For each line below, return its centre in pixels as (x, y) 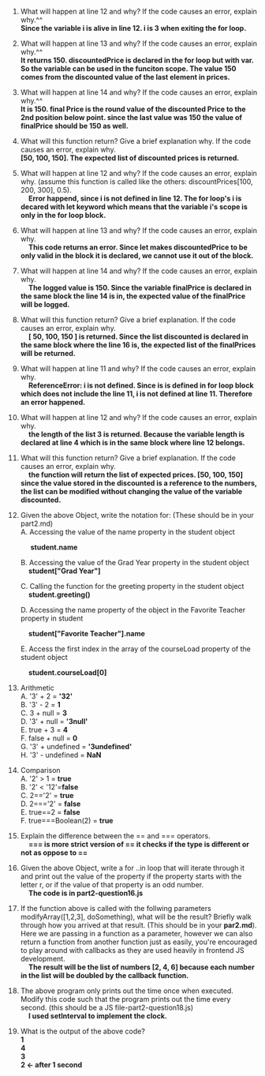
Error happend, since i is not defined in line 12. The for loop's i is (135, 198)
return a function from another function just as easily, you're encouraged (139, 942)
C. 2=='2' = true (47, 795)
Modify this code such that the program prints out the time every (125, 999)
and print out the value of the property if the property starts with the (131, 876)
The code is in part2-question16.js (86, 893)
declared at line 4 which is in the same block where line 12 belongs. (132, 442)
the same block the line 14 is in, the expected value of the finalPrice (133, 296)
